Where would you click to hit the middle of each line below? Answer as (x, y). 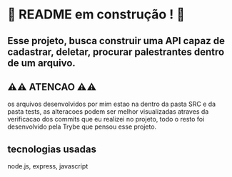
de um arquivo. (42, 63)
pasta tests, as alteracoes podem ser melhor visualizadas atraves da (108, 112)
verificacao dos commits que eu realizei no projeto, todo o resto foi (106, 119)
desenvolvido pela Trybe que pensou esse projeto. (82, 127)
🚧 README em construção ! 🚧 (96, 15)
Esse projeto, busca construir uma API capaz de (116, 41)
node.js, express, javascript (48, 166)
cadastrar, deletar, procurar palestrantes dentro (116, 52)
